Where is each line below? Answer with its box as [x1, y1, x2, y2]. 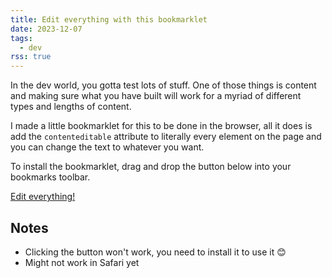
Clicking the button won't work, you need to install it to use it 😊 [24, 246, 287, 258]
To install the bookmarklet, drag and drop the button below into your [10, 161, 292, 173]
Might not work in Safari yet [24, 256, 140, 268]
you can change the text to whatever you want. [10, 141, 205, 153]
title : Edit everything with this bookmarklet [10, 14, 208, 25]
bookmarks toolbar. [10, 171, 91, 183]
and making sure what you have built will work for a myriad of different [10, 90, 302, 102]
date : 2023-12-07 [10, 24, 83, 34]
